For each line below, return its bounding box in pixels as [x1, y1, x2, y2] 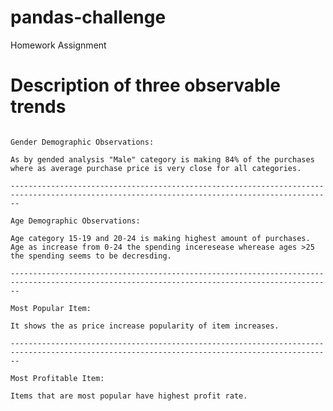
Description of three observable [10, 74, 282, 97]
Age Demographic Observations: [10, 216, 141, 226]
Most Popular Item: [10, 303, 92, 313]
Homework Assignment [10, 39, 107, 51]
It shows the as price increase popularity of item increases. [10, 321, 280, 331]
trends [10, 96, 67, 118]
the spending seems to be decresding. [10, 251, 172, 261]
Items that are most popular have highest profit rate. [10, 391, 248, 401]
